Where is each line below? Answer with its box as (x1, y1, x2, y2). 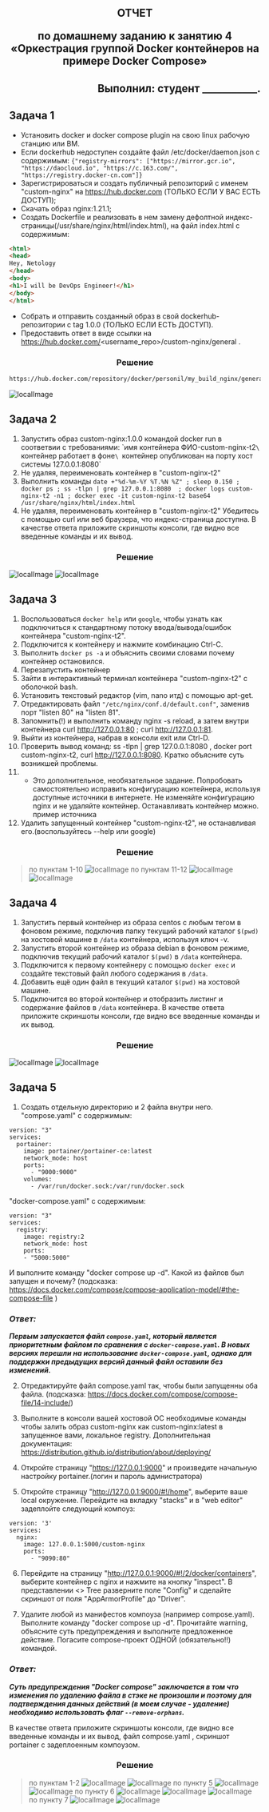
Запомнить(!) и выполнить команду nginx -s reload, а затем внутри (20, 716, 250, 725)
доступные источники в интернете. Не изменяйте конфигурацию (32, 792, 255, 802)
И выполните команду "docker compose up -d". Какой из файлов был (9, 1268, 244, 1277)
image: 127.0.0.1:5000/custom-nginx (23, 1541, 146, 1549)
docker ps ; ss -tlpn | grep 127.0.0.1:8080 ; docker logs (20, 484, 225, 493)
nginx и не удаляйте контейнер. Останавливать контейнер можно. (32, 800, 259, 811)
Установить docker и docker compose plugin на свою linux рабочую (20, 130, 251, 139)
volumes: (23, 1175, 53, 1183)
